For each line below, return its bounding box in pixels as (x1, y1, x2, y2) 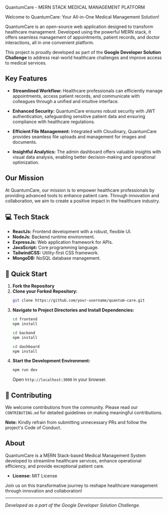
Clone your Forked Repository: (12, 288, 78, 294)
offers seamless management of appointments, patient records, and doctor (5, 35, 160, 40)
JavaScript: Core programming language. (12, 245, 99, 251)
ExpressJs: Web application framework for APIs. (12, 239, 113, 245)
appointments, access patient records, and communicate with (12, 93, 140, 99)
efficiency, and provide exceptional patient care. (5, 463, 104, 469)
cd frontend (12, 317, 37, 322)
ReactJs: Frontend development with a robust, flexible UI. (12, 229, 131, 235)
